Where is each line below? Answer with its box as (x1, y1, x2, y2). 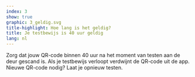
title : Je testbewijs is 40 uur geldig (6, 30, 104, 36)
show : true (6, 14, 33, 20)
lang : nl (6, 36, 28, 41)
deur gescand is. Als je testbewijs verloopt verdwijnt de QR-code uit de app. (6, 58, 190, 65)
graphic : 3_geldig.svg (6, 19, 61, 25)
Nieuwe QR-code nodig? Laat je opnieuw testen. (6, 64, 123, 71)
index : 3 (6, 8, 28, 15)
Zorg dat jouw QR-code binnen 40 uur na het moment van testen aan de (6, 52, 180, 58)
